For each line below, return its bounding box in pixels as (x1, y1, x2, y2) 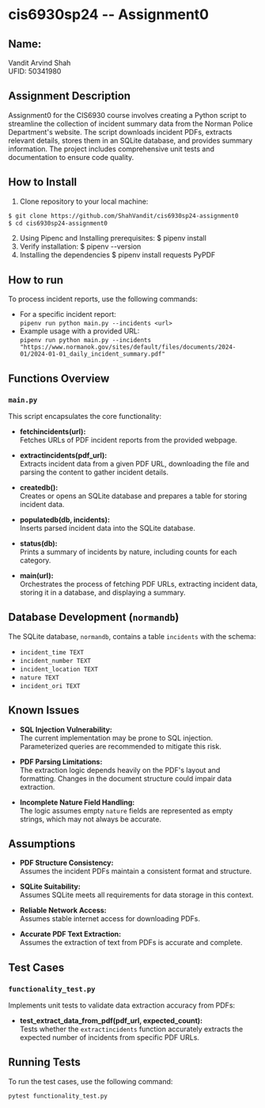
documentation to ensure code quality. (8, 152, 134, 162)
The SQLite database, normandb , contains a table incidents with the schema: (8, 631, 256, 641)
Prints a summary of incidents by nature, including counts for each (19, 546, 237, 556)
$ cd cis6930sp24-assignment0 (8, 219, 108, 227)
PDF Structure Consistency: (19, 858, 114, 868)
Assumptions (8, 837, 76, 851)
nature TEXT (19, 673, 59, 682)
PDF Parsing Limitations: (19, 756, 103, 766)
